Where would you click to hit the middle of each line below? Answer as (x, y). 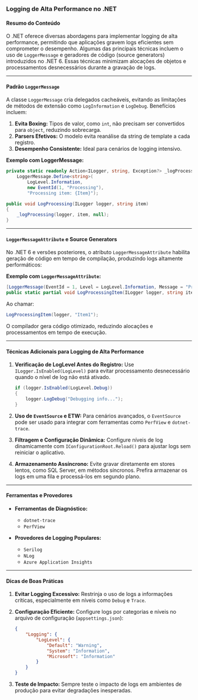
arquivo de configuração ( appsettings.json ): (69, 618)
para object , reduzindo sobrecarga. (58, 130)
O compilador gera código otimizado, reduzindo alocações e (80, 326)
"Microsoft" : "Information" (81, 656)
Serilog (33, 550)
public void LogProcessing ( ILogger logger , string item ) (77, 204)
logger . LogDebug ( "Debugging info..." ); (75, 399)
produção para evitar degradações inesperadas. (73, 691)
